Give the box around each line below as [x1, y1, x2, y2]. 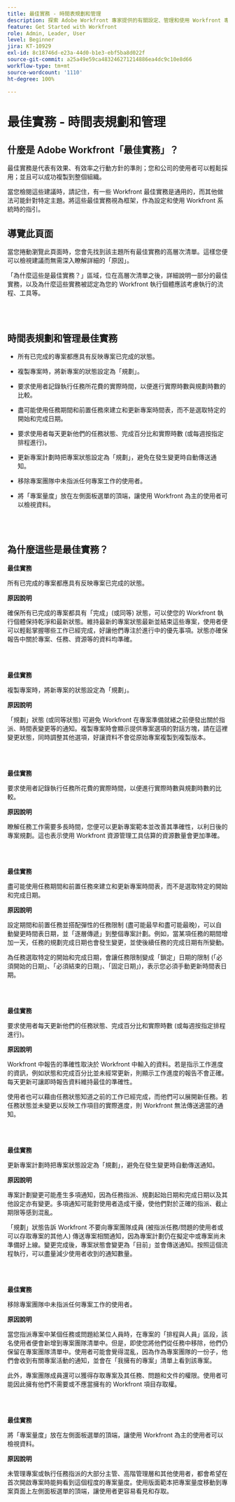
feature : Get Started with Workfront [7, 23, 117, 30]
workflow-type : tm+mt [7, 62, 71, 69]
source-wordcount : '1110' [7, 69, 83, 76]
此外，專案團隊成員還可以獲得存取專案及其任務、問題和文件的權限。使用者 [7, 1371, 222, 1379]
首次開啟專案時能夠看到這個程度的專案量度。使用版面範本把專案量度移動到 [7, 1477, 222, 1487]
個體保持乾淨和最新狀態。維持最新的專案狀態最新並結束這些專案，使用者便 [13, 617, 228, 625]
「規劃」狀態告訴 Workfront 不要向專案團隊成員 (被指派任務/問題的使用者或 [7, 1223, 224, 1231]
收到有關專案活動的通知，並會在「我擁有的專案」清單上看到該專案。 [19, 1356, 215, 1365]
